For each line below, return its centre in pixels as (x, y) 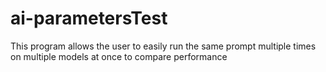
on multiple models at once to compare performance (119, 56)
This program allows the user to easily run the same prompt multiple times (163, 46)
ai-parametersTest (89, 18)
